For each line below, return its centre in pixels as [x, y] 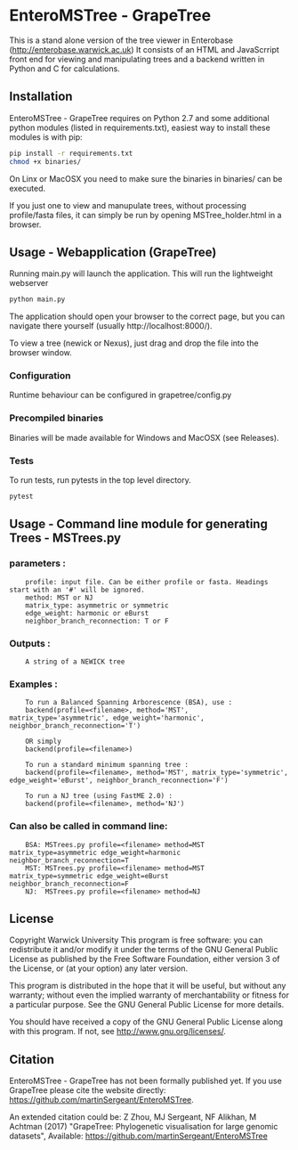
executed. [28, 188]
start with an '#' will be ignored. [77, 590]
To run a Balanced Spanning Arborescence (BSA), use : [129, 703]
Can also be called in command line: [89, 827]
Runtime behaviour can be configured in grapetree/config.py [121, 395]
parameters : [38, 564]
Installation [41, 97]
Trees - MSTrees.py [65, 538]
